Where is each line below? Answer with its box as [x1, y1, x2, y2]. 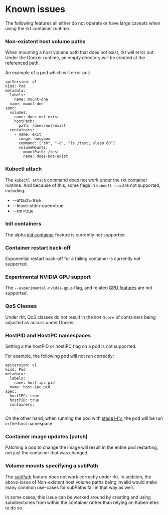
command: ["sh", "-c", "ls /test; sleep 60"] [18, 141, 115, 146]
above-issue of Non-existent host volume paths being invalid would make [5, 479, 157, 485]
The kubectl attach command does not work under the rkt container [5, 177, 147, 183]
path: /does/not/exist [18, 123, 66, 128]
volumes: [10, 110, 28, 115]
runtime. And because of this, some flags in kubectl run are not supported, [5, 182, 161, 188]
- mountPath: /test [18, 149, 59, 155]
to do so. [5, 504, 24, 510]
